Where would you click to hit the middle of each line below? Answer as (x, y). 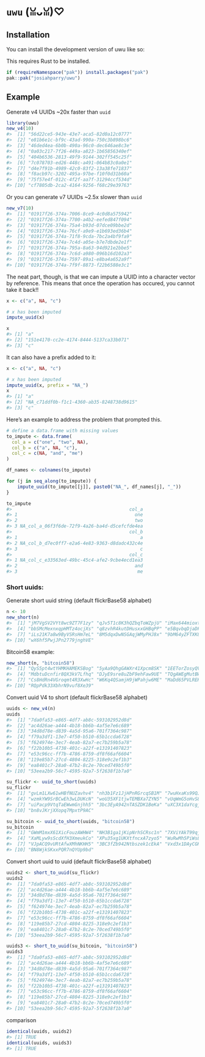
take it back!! (23, 289)
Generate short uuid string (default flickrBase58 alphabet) (79, 601)
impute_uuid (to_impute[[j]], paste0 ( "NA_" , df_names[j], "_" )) (99, 487)
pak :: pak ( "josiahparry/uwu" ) (43, 78)
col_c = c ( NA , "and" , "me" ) (48, 453)
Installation (28, 35)
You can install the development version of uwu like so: (76, 49)
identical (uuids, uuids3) (39, 1043)
